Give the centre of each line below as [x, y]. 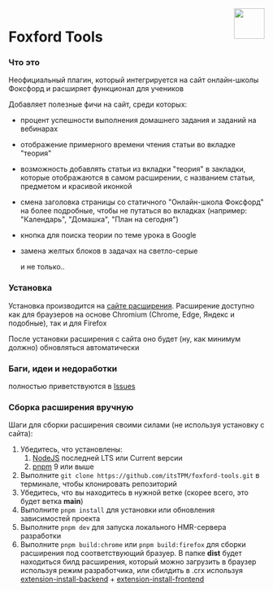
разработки [41, 536]
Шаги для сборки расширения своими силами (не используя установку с [136, 425]
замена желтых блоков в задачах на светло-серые [109, 251]
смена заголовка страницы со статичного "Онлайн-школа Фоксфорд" [142, 202]
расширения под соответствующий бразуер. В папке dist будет [131, 554]
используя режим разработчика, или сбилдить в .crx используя [132, 571]
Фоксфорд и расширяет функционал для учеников [96, 89]
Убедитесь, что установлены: [71, 449]
